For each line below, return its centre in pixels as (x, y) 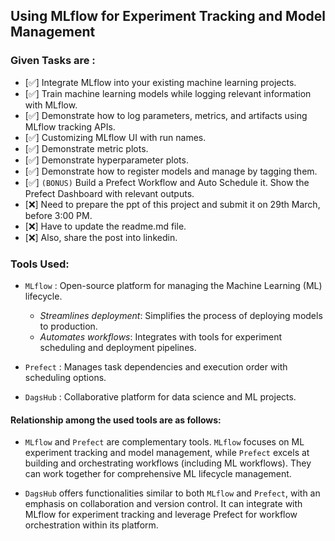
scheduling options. (65, 377)
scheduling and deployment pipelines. (118, 347)
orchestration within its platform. (91, 525)
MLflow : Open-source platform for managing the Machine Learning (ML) (173, 285)
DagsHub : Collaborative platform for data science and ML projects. (160, 396)
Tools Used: (40, 264)
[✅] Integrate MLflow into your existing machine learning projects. (160, 82)
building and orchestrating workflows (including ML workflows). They (168, 463)
